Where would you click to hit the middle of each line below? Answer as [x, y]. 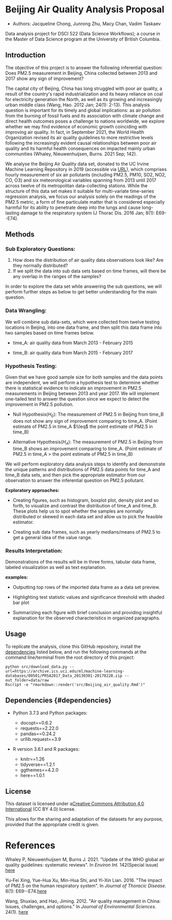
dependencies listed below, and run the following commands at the [76, 652]
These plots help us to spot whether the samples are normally [78, 511]
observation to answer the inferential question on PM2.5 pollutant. [75, 480]
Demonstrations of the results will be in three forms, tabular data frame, [81, 562]
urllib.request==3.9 [41, 739]
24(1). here [17, 912]
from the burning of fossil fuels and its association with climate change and [84, 115]
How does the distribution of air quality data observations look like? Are [88, 260]
